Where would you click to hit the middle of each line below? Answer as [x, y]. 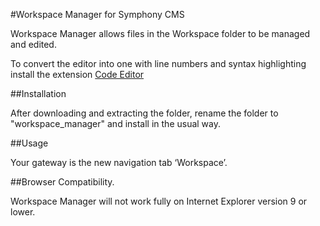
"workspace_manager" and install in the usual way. [116, 123]
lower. [23, 212]
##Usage [29, 143]
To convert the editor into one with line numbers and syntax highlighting [158, 63]
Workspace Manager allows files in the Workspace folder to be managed [160, 33]
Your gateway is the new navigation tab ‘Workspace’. [119, 162]
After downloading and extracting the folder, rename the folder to [144, 113]
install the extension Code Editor [77, 74]
